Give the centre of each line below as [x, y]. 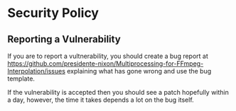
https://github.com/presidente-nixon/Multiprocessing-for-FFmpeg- [106, 64]
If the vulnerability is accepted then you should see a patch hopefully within [118, 92]
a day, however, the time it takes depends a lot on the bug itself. [101, 100]
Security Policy [53, 13]
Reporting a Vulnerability [64, 39]
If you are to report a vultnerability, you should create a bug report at [108, 56]
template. [21, 78]
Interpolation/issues [37, 71]
